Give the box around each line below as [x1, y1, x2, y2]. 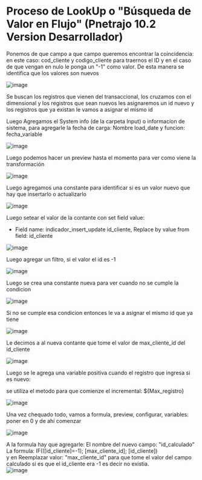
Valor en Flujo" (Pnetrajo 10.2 [6, 17, 156, 31]
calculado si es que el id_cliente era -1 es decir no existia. [6, 460, 149, 467]
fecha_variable [6, 130, 42, 138]
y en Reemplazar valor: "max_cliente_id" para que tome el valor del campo [6, 453, 192, 461]
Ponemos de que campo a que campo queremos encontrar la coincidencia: [6, 50, 194, 57]
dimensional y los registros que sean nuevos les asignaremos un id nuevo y [6, 99, 195, 107]
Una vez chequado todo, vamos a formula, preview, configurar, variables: [6, 411, 189, 418]
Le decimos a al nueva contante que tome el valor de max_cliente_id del [6, 339, 186, 346]
